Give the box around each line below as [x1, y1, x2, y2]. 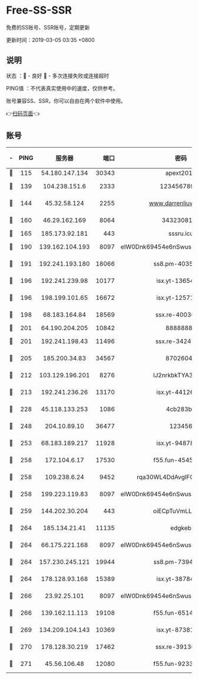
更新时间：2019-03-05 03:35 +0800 [6, 36, 95, 43]
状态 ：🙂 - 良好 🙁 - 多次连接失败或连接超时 [6, 72, 109, 79]
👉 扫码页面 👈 [6, 110, 40, 117]
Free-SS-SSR [6, 4, 72, 17]
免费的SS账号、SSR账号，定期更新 [6, 24, 90, 31]
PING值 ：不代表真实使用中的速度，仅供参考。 [6, 84, 118, 92]
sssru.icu [168, 229, 194, 237]
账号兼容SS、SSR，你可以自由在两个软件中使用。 [6, 97, 126, 104]
